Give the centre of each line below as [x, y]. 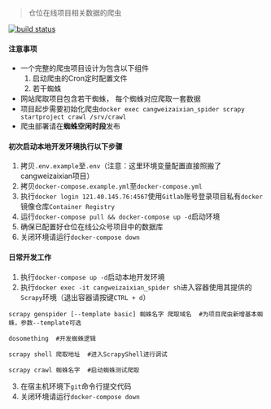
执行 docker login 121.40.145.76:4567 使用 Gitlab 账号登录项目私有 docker [141, 196]
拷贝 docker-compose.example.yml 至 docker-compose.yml [111, 186]
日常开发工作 [30, 257]
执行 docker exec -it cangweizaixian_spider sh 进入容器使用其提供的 [136, 287]
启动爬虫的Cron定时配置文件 [80, 78]
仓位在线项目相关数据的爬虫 [75, 13]
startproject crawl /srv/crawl [73, 117]
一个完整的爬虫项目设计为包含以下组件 [84, 68]
